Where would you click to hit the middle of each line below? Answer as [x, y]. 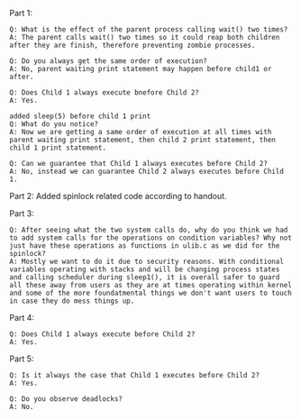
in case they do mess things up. [72, 301]
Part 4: [22, 318]
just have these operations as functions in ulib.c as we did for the [145, 246]
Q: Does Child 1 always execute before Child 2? [102, 334]
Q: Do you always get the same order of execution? [108, 61]
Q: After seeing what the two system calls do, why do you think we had [149, 230]
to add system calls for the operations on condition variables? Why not [151, 238]
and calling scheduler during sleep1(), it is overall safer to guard [145, 278]
